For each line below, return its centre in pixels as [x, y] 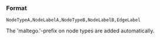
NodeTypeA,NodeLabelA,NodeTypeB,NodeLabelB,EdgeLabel [74, 20]
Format [17, 8]
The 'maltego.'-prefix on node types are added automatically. [80, 31]
